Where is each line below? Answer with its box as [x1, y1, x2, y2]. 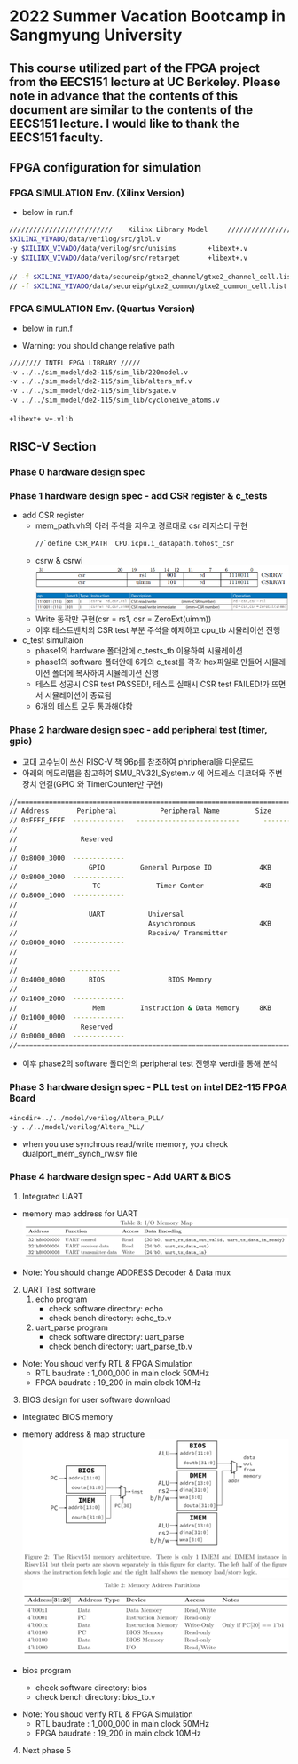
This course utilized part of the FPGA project [9, 60, 260, 76]
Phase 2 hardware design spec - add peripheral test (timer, [9, 724, 268, 736]
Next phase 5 [21, 1744, 72, 1755]
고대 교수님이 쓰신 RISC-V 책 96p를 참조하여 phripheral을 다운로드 [21, 756, 255, 766]
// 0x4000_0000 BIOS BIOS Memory [9, 975, 213, 984]
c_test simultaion [21, 635, 84, 645]
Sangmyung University [9, 25, 183, 45]
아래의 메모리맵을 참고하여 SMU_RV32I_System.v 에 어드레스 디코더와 [21, 767, 266, 778]
